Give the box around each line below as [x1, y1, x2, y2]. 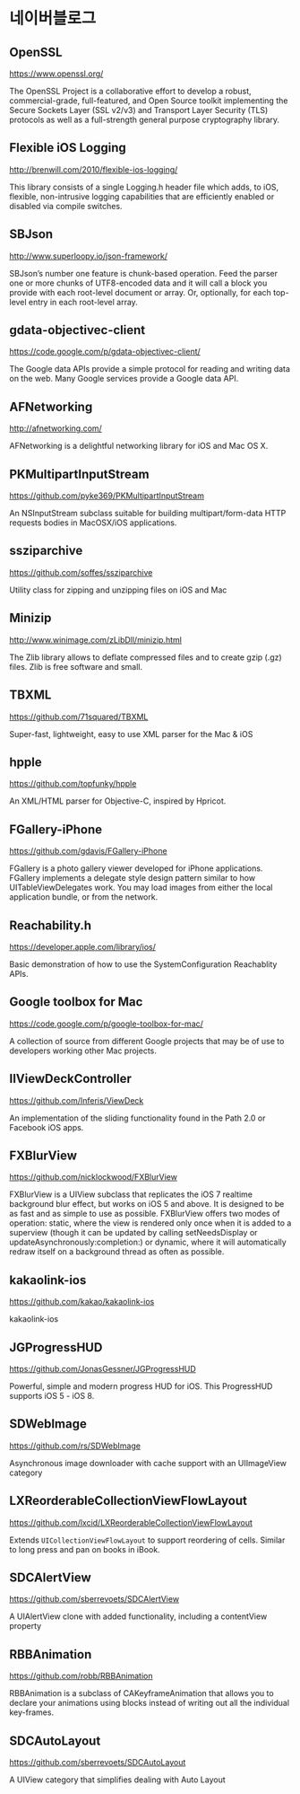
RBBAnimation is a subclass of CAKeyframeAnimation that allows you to [9, 1688, 275, 1699]
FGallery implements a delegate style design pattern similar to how [9, 873, 256, 884]
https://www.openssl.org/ [9, 68, 104, 79]
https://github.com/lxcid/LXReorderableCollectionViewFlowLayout [9, 1517, 253, 1527]
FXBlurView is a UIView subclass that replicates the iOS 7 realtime [9, 1189, 253, 1200]
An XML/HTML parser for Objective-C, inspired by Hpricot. [9, 796, 227, 806]
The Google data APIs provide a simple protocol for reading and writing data [9, 364, 291, 374]
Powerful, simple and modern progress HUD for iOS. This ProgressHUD [9, 1381, 273, 1392]
